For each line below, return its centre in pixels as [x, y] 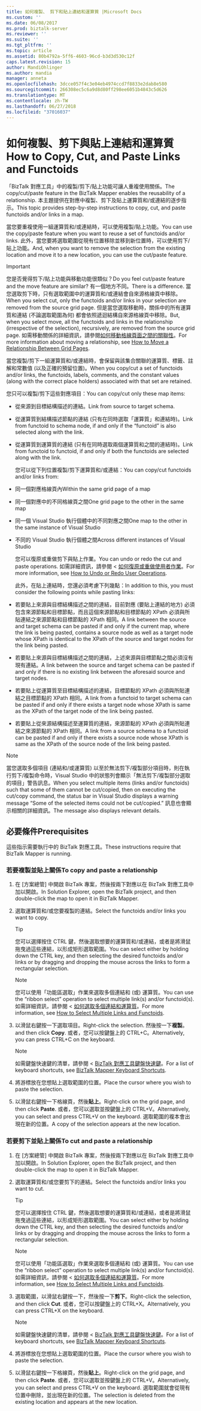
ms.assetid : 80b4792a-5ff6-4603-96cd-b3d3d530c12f [71, 56]
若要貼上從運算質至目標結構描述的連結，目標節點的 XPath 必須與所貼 [100, 691]
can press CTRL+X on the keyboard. [60, 1310]
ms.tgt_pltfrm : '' [29, 45]
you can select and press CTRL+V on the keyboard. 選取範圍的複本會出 [102, 1117]
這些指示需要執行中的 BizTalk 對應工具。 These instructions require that [94, 847]
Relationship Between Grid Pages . [48, 348]
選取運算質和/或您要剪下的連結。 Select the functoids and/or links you [100, 1182]
